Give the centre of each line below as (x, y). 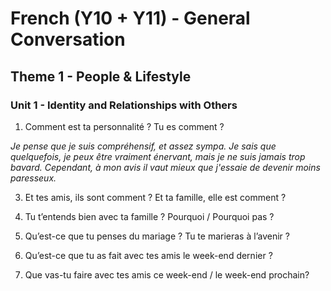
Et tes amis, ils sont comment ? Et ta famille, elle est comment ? (155, 197)
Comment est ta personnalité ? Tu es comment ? (124, 126)
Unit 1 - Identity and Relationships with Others (124, 105)
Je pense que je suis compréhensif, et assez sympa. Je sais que (143, 146)
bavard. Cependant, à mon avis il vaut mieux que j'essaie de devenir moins (165, 167)
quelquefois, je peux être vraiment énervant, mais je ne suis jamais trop (158, 156)
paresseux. (33, 178)
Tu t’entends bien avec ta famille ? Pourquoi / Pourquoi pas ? (149, 216)
